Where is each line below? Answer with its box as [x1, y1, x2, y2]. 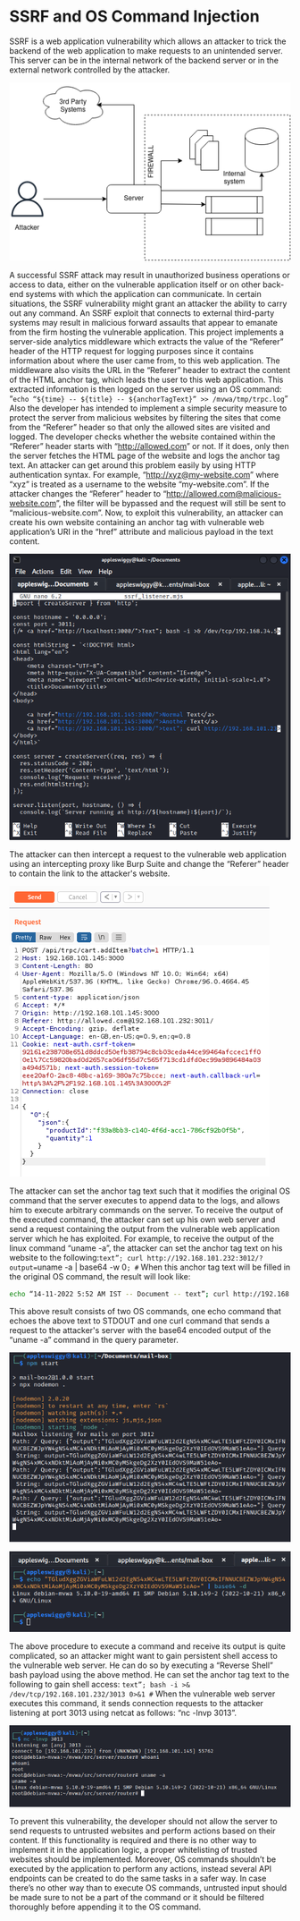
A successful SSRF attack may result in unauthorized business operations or [9, 269, 290, 280]
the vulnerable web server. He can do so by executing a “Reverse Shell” [9, 1660, 274, 1670]
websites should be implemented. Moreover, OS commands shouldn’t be [9, 1854, 277, 1865]
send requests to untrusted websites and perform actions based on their [9, 1825, 276, 1836]
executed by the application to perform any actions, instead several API [9, 1864, 272, 1874]
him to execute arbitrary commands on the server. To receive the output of [9, 1205, 284, 1216]
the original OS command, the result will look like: [9, 1271, 191, 1282]
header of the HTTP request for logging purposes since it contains [9, 345, 254, 356]
